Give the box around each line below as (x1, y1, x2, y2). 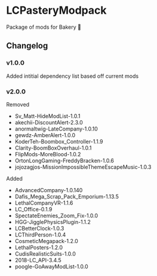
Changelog (6, 41, 48, 51)
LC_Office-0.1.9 (14, 205, 53, 213)
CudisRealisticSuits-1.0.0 (14, 250, 76, 257)
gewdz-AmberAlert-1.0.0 (14, 131, 76, 138)
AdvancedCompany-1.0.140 (14, 186, 83, 193)
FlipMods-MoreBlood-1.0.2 (14, 150, 81, 157)
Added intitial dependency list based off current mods (6, 72, 139, 80)
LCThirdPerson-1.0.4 (14, 231, 66, 238)
